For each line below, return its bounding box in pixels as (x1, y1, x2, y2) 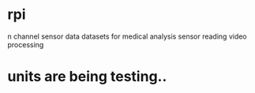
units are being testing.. (7, 68, 167, 86)
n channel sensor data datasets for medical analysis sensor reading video (7, 32, 248, 41)
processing (7, 39, 44, 49)
